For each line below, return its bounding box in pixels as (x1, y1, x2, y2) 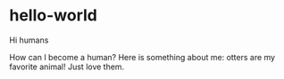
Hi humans (9, 35, 49, 45)
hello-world (9, 5, 98, 26)
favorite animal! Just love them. (9, 61, 125, 72)
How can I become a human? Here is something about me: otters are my (9, 51, 275, 62)
